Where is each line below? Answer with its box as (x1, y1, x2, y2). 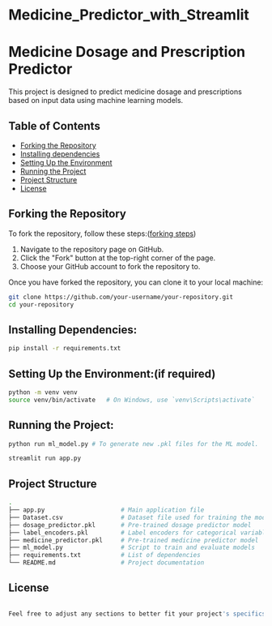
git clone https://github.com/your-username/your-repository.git (8, 293, 233, 301)
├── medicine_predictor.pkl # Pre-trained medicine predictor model (8, 536, 259, 544)
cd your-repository (8, 300, 74, 309)
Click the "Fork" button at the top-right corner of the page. (19, 253, 216, 263)
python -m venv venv (8, 388, 79, 397)
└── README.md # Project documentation (8, 559, 205, 567)
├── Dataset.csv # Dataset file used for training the (8, 513, 252, 521)
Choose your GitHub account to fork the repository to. (19, 261, 201, 271)
